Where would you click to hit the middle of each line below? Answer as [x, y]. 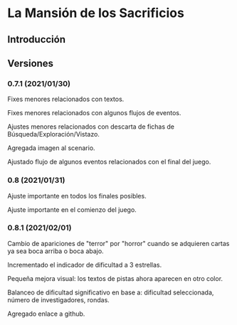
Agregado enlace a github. [46, 314]
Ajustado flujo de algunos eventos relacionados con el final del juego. [109, 162]
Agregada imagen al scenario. [51, 148]
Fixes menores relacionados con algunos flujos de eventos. [94, 113]
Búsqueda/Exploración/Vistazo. [53, 134]
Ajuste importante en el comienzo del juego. [72, 209]
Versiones [31, 63]
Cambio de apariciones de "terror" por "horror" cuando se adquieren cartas [118, 243]
